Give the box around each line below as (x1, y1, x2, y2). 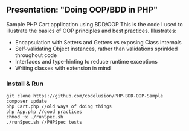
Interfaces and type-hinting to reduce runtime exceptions (14, 58, 158, 65)
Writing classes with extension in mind (14, 64, 111, 72)
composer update (6, 99, 47, 105)
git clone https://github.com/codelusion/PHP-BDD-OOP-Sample (6, 93, 164, 99)
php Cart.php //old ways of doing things (6, 103, 112, 110)
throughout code (14, 51, 57, 59)
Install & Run (6, 79, 44, 88)
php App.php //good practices (6, 109, 83, 115)
